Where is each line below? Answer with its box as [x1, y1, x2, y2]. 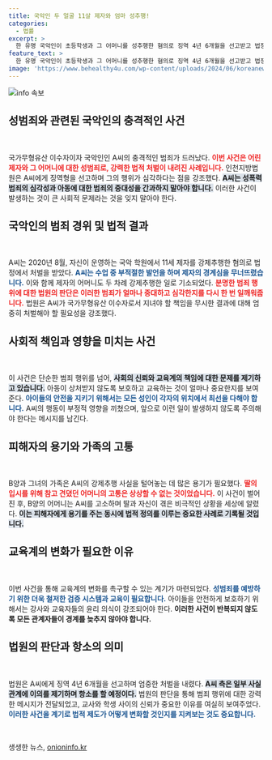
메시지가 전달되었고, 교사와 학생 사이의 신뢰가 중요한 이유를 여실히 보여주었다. [16, 698, 261, 709]
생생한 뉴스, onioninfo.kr [8, 742, 87, 752]
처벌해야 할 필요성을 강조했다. [23, 309, 117, 318]
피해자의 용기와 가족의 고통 [8, 439, 134, 454]
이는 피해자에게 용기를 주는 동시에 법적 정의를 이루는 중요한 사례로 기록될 [19, 509, 245, 519]
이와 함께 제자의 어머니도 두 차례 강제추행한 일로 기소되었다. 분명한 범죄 [25, 278, 250, 288]
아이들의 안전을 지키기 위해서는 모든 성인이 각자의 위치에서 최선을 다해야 [25, 394, 249, 403]
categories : [8, 19, 49, 28]
